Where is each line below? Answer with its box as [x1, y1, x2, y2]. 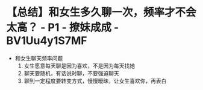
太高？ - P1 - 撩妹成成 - [6, 21, 119, 34]
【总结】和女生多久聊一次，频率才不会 [6, 5, 197, 19]
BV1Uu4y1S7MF [6, 34, 87, 48]
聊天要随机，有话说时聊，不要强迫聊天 [23, 69, 119, 77]
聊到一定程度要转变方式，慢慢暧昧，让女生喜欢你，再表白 [23, 77, 167, 85]
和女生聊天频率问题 [14, 54, 63, 62]
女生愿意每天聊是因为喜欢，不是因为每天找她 [23, 62, 136, 69]
